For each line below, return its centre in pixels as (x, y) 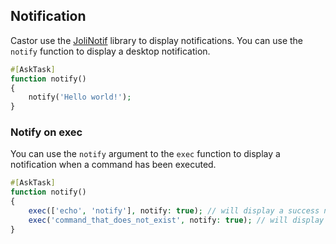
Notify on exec (46, 132)
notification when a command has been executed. (113, 165)
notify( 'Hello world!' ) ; (80, 97)
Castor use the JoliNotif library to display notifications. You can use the (157, 40)
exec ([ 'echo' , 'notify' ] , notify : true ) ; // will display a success (174, 211)
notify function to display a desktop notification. (110, 51)
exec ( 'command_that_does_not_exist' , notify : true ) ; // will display (176, 220)
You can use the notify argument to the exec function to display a (145, 154)
